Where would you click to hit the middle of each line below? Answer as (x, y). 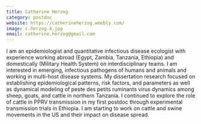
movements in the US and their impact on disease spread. (78, 115)
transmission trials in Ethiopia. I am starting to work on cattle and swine (94, 108)
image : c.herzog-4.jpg (34, 28)
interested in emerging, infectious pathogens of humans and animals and (97, 70)
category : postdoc (29, 17)
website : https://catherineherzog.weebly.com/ (65, 23)
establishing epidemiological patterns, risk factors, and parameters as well (98, 83)
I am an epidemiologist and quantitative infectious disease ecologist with (96, 51)
